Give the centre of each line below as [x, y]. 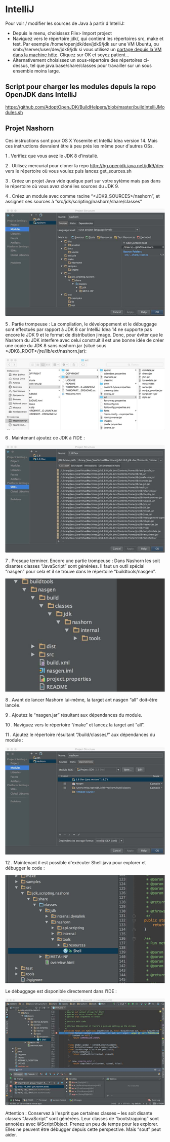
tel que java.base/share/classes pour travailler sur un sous [91, 65]
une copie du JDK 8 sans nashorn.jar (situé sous [56, 346]
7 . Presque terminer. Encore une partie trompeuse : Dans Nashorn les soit [83, 561]
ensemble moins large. [36, 71]
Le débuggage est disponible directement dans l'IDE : [61, 991]
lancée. [13, 705]
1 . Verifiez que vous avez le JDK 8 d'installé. [52, 156]
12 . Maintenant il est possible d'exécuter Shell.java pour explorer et [76, 863]
